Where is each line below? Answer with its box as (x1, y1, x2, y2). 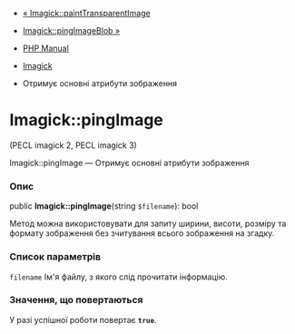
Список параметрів (9, 250, 102, 263)
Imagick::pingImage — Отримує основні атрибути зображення (9, 157, 250, 168)
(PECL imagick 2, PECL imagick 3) (9, 140, 138, 151)
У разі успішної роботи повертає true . (9, 314, 157, 325)
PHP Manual (22, 43, 70, 54)
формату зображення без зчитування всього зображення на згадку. (9, 228, 275, 239)
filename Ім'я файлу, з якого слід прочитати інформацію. (9, 271, 229, 282)
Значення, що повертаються (9, 294, 143, 307)
